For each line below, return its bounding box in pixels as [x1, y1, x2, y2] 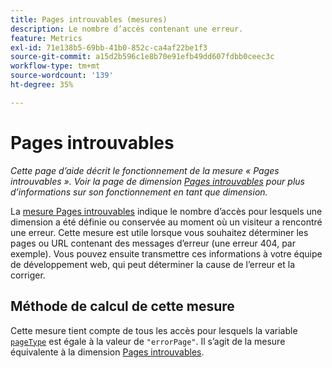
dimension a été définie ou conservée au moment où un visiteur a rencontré [10, 216, 323, 228]
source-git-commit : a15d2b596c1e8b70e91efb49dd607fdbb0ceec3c [10, 52, 275, 62]
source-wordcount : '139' [10, 71, 114, 81]
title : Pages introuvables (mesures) [10, 14, 168, 25]
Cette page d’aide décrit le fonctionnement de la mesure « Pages [10, 164, 280, 176]
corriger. [10, 269, 46, 281]
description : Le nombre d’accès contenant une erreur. [10, 24, 244, 34]
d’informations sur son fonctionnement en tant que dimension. [10, 186, 268, 198]
